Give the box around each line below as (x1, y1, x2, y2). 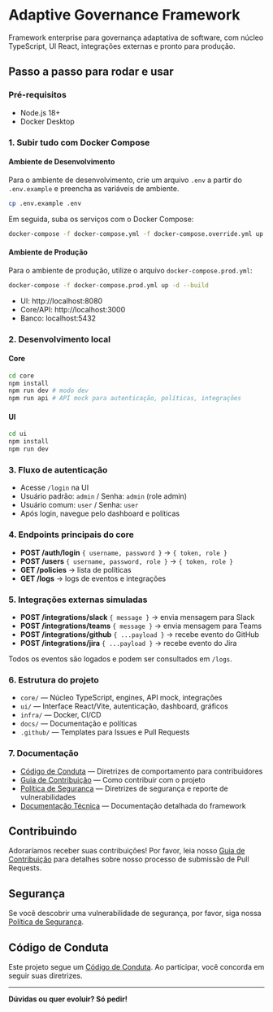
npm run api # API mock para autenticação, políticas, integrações (8, 395, 242, 403)
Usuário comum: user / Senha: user (19, 500, 139, 510)
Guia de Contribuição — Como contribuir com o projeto (19, 774, 206, 784)
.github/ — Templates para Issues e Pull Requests (19, 727, 190, 737)
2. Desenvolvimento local (8, 334, 111, 345)
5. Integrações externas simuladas (8, 594, 148, 605)
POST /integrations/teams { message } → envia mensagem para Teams (19, 621, 262, 630)
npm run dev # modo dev (8, 386, 89, 395)
